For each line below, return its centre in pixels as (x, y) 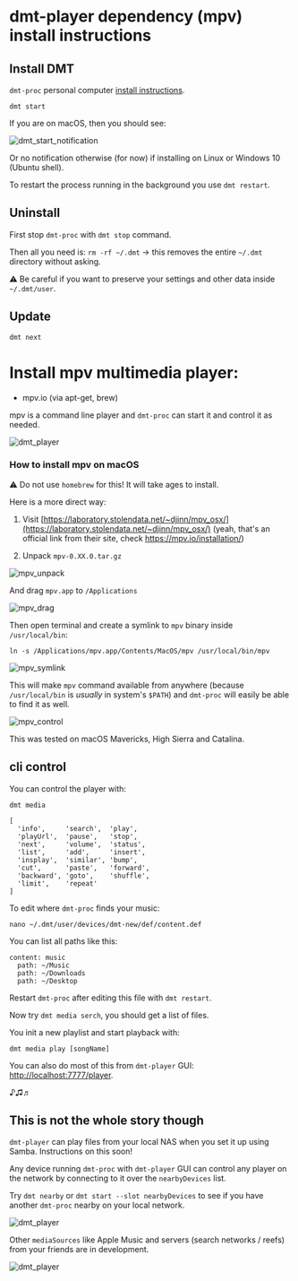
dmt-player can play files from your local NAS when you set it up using (140, 1142)
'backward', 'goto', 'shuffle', (84, 876)
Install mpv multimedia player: (124, 372)
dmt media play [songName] (60, 1049)
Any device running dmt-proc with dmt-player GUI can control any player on (148, 1169)
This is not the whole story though (106, 1121)
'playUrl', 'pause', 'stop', (78, 836)
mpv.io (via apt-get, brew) (70, 397)
